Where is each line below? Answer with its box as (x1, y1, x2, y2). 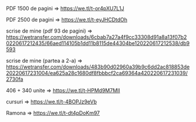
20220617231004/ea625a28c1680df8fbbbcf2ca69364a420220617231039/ (6, 70, 188, 76)
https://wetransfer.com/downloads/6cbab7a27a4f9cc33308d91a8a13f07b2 (6, 34, 187, 40)
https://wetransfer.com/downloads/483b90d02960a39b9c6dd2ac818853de (6, 63, 190, 70)
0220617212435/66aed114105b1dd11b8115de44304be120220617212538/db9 (6, 40, 190, 46)
